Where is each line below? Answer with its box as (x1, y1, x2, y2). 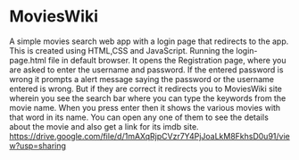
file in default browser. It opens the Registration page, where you (47, 55, 287, 65)
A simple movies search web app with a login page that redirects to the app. (9, 36, 289, 46)
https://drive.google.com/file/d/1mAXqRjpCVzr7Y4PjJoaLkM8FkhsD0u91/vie (9, 131, 290, 141)
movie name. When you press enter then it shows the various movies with (9, 102, 281, 113)
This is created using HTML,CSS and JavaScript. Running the (9, 45, 235, 55)
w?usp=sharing (9, 140, 67, 151)
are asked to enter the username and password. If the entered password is (9, 64, 284, 75)
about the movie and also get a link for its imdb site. (9, 121, 199, 131)
